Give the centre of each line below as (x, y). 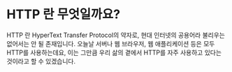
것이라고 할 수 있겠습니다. (41, 61)
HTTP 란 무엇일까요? (63, 14)
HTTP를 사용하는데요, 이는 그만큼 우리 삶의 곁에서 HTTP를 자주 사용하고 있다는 (114, 52)
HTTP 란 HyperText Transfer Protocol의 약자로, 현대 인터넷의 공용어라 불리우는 (116, 35)
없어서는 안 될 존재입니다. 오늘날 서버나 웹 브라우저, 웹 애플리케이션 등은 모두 (111, 43)
